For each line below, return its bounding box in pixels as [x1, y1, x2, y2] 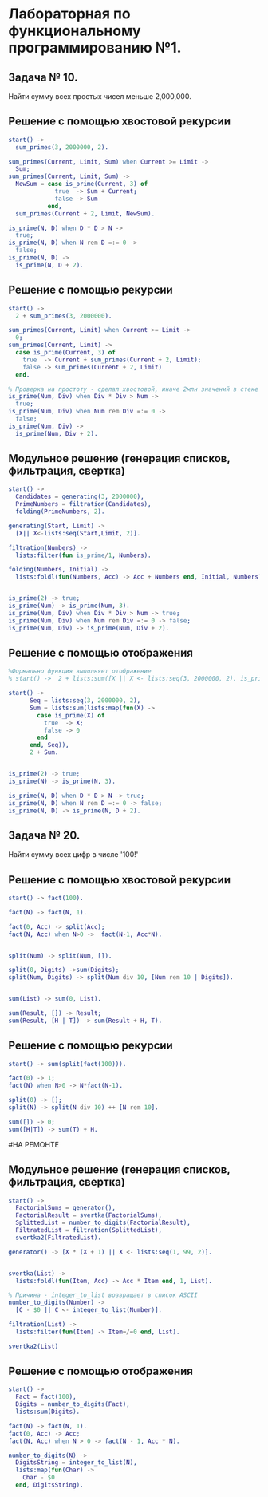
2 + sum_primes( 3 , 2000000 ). [15, 312, 112, 320]
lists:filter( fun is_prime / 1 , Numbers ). [15, 551, 152, 559]
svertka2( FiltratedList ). [15, 1234, 102, 1242]
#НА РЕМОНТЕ [8, 1140, 60, 1149]
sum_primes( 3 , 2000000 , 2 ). [15, 143, 109, 152]
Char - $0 [22, 1474, 56, 1482]
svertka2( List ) [8, 1342, 59, 1350]
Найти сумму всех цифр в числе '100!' [8, 850, 139, 859]
